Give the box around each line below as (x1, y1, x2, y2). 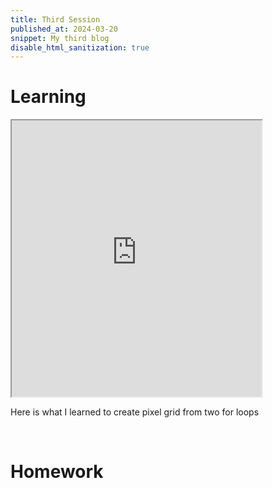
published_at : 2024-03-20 (10, 24, 118, 34)
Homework (10, 461, 104, 483)
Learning (10, 86, 87, 108)
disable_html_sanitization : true (10, 42, 150, 53)
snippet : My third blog (10, 33, 110, 43)
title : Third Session (10, 14, 101, 25)
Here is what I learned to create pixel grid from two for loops (10, 406, 260, 418)
